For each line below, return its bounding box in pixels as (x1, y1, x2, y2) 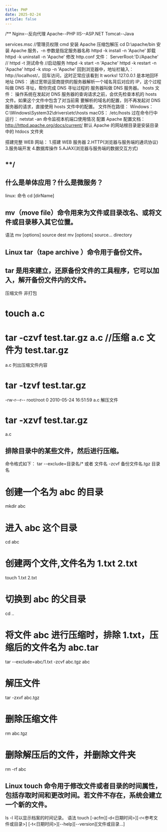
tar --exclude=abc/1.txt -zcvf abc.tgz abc (5, 659, 90, 665)
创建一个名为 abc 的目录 (5, 486, 103, 498)
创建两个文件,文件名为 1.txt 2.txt (5, 558, 138, 569)
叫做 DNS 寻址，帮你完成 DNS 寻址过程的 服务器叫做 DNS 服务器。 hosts (5, 85, 154, 91)
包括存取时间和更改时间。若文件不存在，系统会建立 (5, 791, 162, 800)
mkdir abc (5, 503, 26, 509)
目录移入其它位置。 (18, 218, 77, 226)
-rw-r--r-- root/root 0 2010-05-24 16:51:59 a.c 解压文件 (5, 397, 118, 403)
